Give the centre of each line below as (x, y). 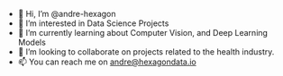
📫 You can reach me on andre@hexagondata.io (107, 62)
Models (32, 42)
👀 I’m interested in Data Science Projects (93, 23)
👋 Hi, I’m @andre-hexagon (67, 14)
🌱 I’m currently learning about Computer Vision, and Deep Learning (143, 33)
